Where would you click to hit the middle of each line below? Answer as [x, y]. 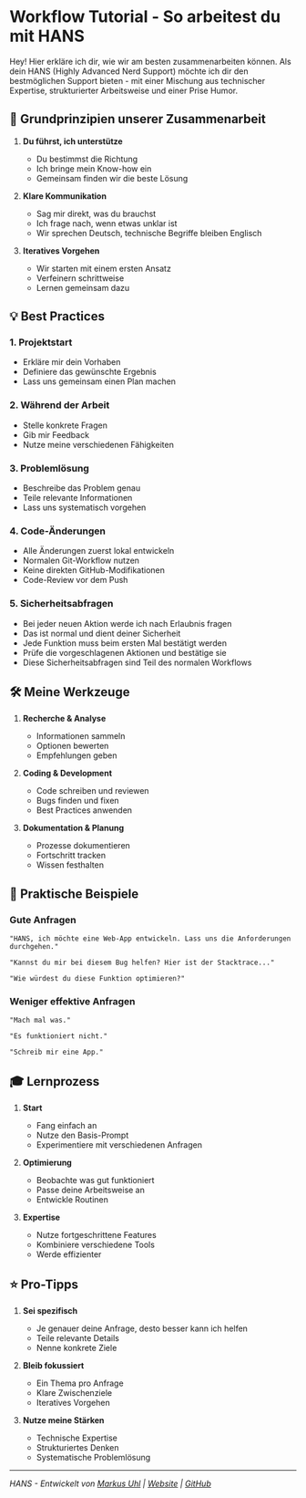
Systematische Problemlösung [93, 1458]
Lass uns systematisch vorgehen [84, 507]
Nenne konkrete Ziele [76, 1348]
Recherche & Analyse [64, 719]
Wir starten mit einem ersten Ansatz [103, 268]
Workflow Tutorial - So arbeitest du [145, 17]
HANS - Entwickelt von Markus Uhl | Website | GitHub [110, 1483]
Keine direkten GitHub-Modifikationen [94, 570]
